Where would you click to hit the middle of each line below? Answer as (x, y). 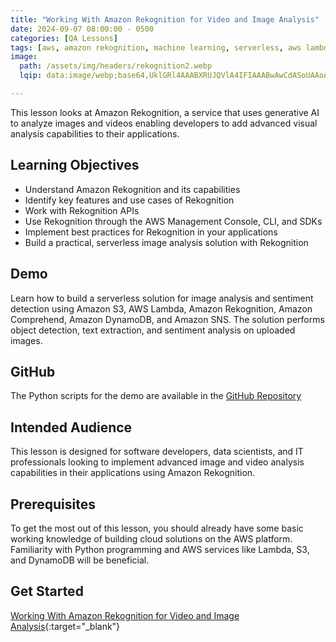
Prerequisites (53, 504)
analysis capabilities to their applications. (95, 133)
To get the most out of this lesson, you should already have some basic (157, 528)
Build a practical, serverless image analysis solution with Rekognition (166, 242)
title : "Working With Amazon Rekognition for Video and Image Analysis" (165, 19)
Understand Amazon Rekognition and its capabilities (132, 189)
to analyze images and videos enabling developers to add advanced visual (164, 123)
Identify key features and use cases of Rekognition (129, 200)
